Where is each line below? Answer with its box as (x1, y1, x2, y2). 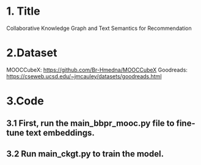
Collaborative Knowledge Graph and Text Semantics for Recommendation (6, 24, 192, 32)
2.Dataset (6, 46, 57, 60)
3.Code (6, 94, 44, 108)
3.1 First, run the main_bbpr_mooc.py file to (6, 118, 175, 129)
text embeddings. (26, 128, 95, 138)
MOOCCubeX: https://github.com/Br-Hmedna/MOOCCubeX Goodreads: (6, 66, 188, 73)
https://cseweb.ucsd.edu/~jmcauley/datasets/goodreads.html (6, 72, 162, 80)
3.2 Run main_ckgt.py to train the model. (6, 148, 164, 159)
